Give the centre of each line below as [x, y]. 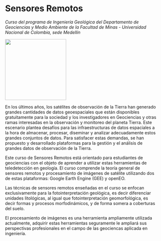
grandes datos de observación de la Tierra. [49, 148]
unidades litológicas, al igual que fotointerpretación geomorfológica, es [77, 198]
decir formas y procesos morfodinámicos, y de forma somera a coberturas [80, 203]
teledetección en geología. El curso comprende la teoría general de [73, 168]
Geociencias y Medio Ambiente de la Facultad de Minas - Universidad [76, 27]
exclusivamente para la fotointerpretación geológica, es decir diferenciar [78, 193]
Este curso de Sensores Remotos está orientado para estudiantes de [74, 158]
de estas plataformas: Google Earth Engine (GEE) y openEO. [65, 178]
